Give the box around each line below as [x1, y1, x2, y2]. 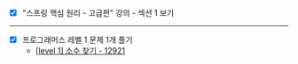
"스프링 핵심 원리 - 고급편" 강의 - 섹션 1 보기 [21, 8, 175, 18]
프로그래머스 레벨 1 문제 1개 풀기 [21, 34, 133, 46]
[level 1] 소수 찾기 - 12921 [35, 46, 126, 56]
